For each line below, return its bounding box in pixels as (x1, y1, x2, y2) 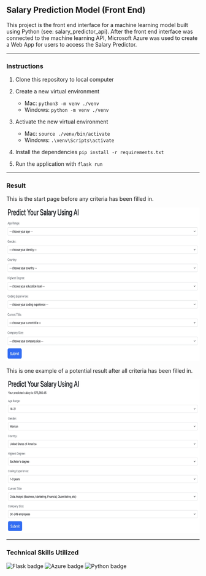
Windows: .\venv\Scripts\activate (24, 136, 115, 144)
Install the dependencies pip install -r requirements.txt (15, 149, 164, 156)
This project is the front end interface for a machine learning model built (6, 21, 188, 28)
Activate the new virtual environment (15, 118, 109, 125)
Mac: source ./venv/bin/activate (24, 130, 110, 138)
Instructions (6, 61, 44, 70)
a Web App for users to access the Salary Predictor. (6, 41, 137, 48)
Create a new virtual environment (15, 88, 100, 95)
